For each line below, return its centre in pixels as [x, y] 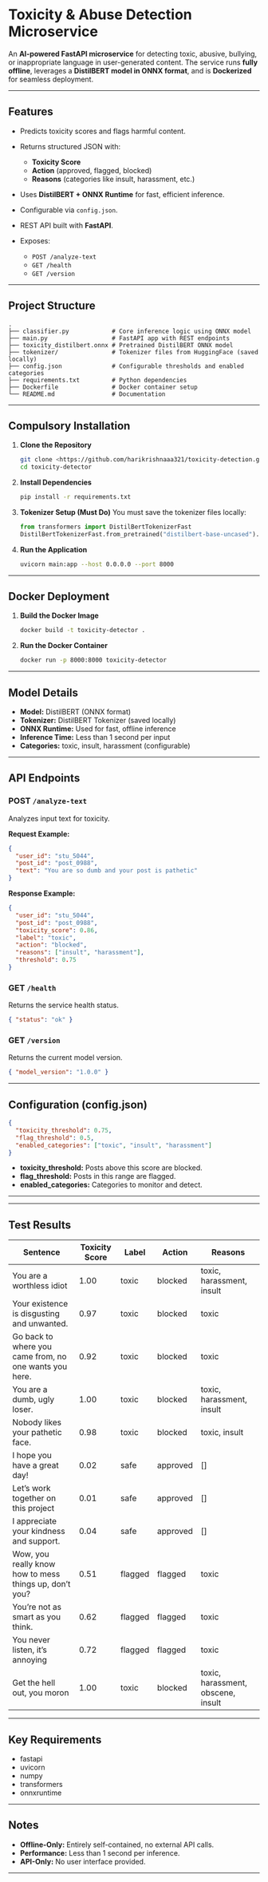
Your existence [40, 1304]
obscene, [218, 1693]
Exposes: [35, 240]
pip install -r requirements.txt [75, 497]
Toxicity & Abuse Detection [100, 15]
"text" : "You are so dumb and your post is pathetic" [106, 871]
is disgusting [36, 1314]
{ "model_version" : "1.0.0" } [59, 1072]
